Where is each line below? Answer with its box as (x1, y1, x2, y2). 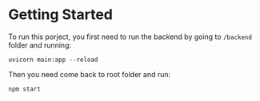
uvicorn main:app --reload (8, 56, 98, 64)
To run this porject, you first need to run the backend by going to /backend (8, 32, 252, 41)
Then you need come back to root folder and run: (8, 69, 171, 79)
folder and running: (8, 40, 72, 49)
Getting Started (8, 6, 114, 24)
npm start (8, 85, 42, 93)
